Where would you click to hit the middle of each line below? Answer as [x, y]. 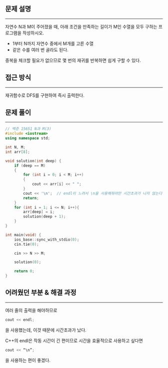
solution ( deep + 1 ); [44, 217]
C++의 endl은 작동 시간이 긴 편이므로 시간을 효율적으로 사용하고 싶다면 [74, 341]
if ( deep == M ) [30, 166]
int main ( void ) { [23, 235]
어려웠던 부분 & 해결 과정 [41, 293]
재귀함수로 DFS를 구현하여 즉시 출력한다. [45, 95]
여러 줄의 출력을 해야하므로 [31, 310]
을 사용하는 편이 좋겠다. [28, 360]
